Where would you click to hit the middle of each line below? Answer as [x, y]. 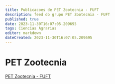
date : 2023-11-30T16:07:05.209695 [41, 24]
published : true [22, 19]
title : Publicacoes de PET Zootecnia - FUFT [52, 10]
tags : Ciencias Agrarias [31, 28]
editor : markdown [23, 33]
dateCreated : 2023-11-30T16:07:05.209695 [49, 38]
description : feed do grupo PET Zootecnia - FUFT [58, 14]
